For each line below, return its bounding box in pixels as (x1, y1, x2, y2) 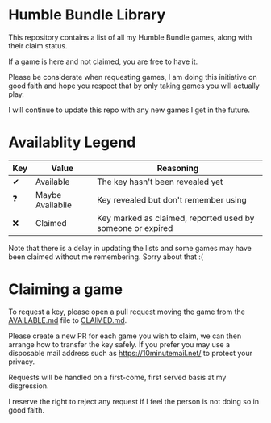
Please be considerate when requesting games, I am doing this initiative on (8, 72, 257, 82)
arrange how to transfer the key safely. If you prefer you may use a (8, 339, 230, 349)
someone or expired (96, 222, 173, 233)
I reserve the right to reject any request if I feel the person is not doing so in (8, 396, 260, 406)
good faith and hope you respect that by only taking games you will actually (8, 81, 260, 90)
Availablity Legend (8, 133, 136, 152)
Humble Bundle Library (8, 6, 166, 24)
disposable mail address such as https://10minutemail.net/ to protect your (8, 348, 252, 358)
